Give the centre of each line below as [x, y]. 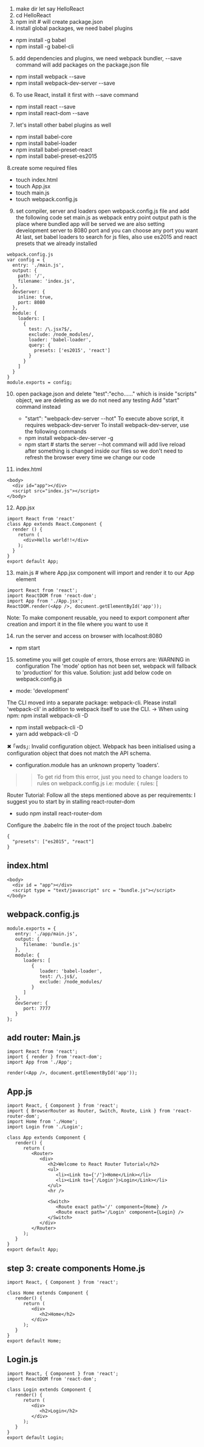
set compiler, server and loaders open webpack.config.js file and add [103, 211]
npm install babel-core [44, 137]
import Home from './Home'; [42, 1122]
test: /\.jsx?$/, [50, 329]
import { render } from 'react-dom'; [55, 1057]
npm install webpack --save [50, 76]
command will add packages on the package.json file [82, 65]
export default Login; [36, 1437]
